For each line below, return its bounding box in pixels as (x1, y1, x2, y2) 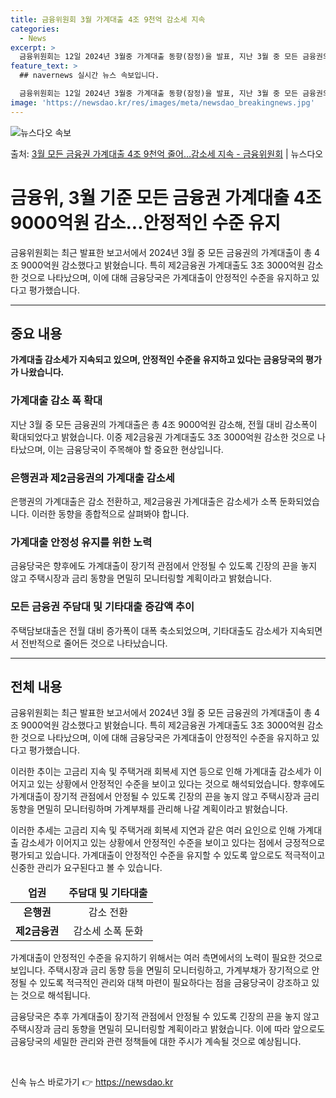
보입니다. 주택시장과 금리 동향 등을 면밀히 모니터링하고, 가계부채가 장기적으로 (10, 964, 310, 976)
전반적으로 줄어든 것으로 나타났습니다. (20, 637, 168, 649)
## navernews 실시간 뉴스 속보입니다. (19, 71, 160, 81)
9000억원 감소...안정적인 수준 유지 (10, 211, 281, 234)
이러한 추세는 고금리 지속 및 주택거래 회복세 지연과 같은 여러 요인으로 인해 (10, 824, 296, 836)
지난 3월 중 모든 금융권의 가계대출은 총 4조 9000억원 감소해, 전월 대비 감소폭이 (10, 418, 318, 430)
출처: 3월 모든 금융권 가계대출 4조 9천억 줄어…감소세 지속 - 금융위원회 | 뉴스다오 (10, 147, 324, 160)
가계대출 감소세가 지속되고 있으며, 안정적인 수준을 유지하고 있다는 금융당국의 (10, 354, 304, 366)
